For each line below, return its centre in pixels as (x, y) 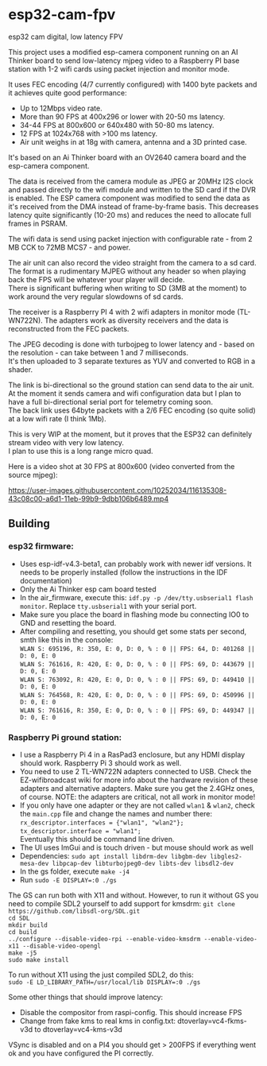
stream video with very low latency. (66, 442)
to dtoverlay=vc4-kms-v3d (79, 1029)
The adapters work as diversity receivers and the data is (136, 320)
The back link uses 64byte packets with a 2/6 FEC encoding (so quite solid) (132, 410)
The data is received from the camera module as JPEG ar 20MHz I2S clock (131, 181)
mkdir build (28, 925)
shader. (21, 369)
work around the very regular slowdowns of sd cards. (96, 297)
